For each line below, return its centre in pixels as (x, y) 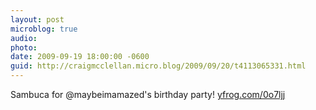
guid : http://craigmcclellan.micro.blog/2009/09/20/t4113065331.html (158, 66)
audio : (24, 38)
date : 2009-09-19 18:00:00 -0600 (80, 57)
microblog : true (44, 29)
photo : (24, 47)
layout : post (37, 19)
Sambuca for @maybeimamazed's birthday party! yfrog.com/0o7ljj (148, 94)
